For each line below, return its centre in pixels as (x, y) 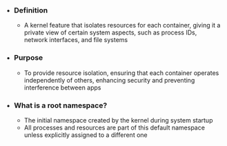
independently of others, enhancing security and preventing (109, 80)
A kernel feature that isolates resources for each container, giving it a (122, 25)
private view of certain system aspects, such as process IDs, (110, 32)
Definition (31, 10)
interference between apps (62, 87)
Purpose (28, 58)
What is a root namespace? (60, 105)
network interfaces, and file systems (76, 40)
